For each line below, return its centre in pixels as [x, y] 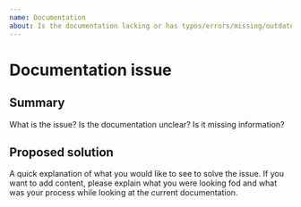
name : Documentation [48, 17]
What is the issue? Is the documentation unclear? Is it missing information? [147, 124]
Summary [37, 103]
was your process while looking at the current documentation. [124, 193]
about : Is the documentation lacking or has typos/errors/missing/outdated [154, 26]
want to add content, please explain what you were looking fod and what [143, 183]
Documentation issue [90, 70]
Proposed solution [61, 152]
